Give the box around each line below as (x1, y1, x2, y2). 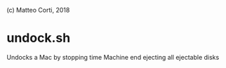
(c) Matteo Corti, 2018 (6, 6, 70, 14)
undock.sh (6, 31, 71, 46)
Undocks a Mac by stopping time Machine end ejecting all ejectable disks (6, 53, 220, 61)
